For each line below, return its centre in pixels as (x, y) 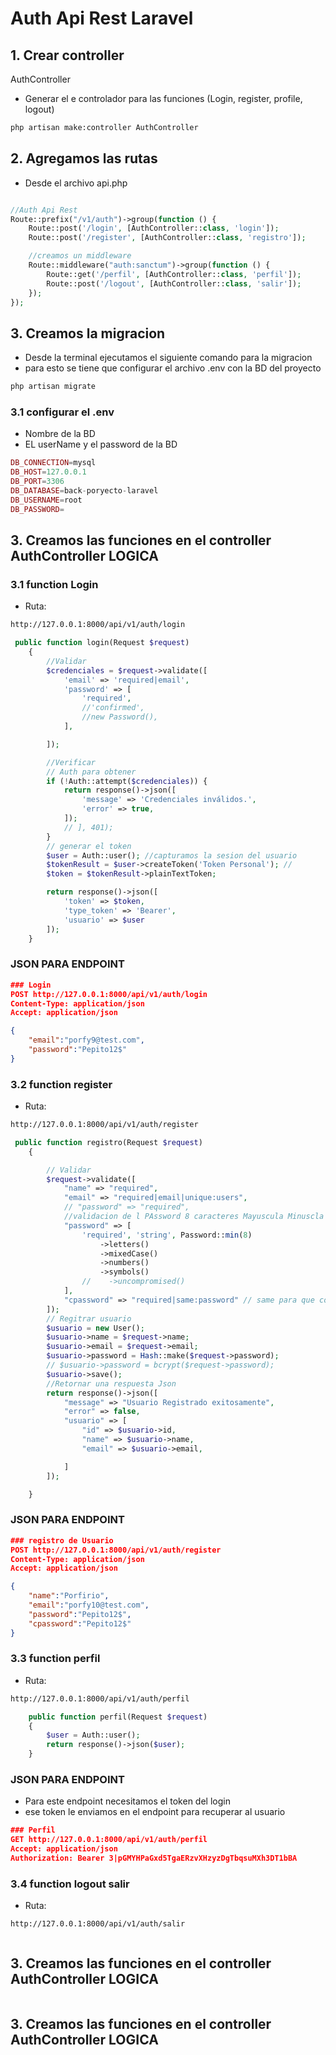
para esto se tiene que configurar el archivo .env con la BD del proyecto (173, 368)
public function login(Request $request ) (102, 643)
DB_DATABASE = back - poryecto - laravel (84, 491)
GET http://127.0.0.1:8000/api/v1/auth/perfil (109, 1840)
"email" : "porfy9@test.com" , (86, 1040)
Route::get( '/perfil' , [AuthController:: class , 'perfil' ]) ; (174, 274)
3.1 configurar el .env (62, 412)
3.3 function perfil (55, 1659)
